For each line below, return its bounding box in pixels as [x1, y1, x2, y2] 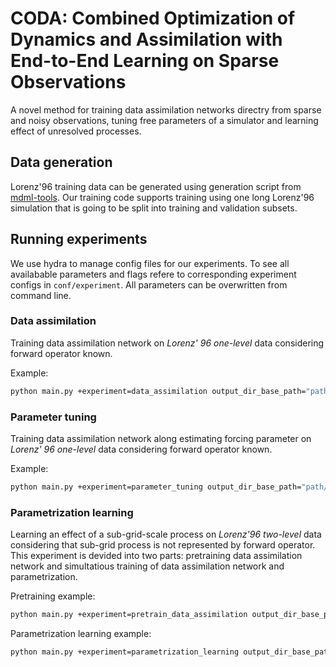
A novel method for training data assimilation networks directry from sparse [10, 103, 322, 116]
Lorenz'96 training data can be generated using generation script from [10, 180, 302, 192]
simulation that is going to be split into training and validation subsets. [10, 202, 298, 214]
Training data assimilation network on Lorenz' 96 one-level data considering [10, 337, 325, 349]
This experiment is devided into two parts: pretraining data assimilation [10, 550, 303, 562]
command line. [10, 289, 72, 301]
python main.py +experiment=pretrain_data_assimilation [10, 610, 248, 620]
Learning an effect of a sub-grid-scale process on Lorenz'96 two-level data [10, 528, 322, 541]
